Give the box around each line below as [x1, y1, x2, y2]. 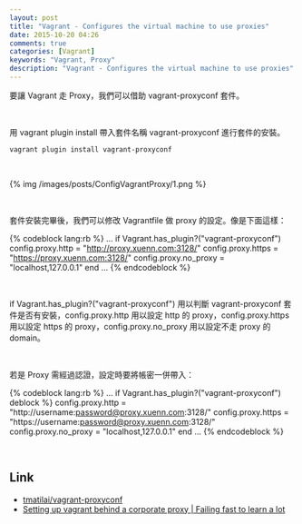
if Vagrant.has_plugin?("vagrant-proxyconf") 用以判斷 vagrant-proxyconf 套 [9, 298, 292, 309]
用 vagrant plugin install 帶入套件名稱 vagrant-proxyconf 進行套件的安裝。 [9, 126, 286, 137]
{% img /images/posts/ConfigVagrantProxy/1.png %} [9, 178, 207, 189]
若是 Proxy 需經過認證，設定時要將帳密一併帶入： [9, 369, 195, 380]
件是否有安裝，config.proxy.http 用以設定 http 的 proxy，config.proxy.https [9, 310, 290, 321]
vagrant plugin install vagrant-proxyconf [9, 144, 172, 154]
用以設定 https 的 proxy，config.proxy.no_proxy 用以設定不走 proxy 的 [9, 321, 271, 331]
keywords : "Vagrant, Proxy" [9, 55, 116, 64]
